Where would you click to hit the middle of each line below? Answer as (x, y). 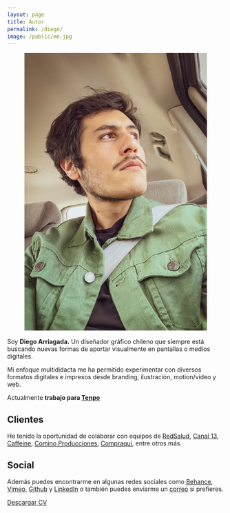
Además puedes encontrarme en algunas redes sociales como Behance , (110, 482)
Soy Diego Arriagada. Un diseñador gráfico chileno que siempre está (106, 342)
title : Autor (26, 22)
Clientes (25, 420)
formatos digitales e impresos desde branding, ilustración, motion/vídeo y (112, 377)
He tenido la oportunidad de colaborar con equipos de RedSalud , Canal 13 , (113, 436)
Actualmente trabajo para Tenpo (54, 398)
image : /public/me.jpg (40, 37)
